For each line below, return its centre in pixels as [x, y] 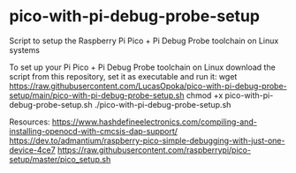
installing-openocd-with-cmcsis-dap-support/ [94, 131]
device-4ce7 [32, 150]
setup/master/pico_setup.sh [60, 159]
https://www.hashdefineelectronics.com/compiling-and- [155, 122]
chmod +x [205, 95]
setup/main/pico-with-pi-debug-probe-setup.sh [97, 95]
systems [24, 49]
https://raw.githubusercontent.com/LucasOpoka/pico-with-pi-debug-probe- [148, 86]
